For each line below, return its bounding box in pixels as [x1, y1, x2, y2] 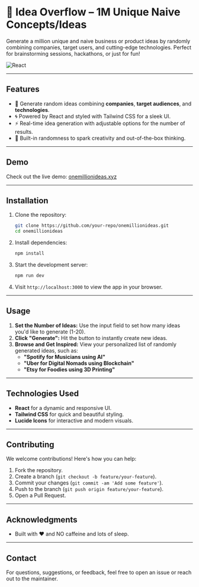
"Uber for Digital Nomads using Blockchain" [23, 360, 134, 367]
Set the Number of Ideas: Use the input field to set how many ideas [14, 322, 181, 329]
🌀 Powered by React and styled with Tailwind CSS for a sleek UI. [14, 113, 171, 120]
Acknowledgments [6, 515, 78, 525]
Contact [6, 553, 37, 563]
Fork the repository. [14, 467, 63, 474]
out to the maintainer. [6, 575, 58, 582]
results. [14, 128, 34, 135]
